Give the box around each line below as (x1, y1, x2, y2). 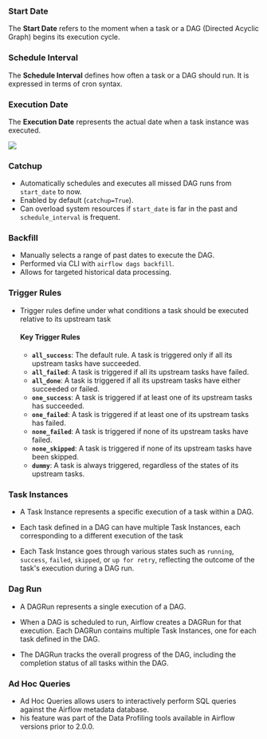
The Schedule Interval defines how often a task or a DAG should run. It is (8, 70, 249, 80)
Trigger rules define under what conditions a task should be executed (19, 305, 249, 315)
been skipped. (31, 451, 80, 461)
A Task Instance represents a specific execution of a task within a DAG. (19, 507, 254, 517)
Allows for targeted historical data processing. (19, 268, 172, 277)
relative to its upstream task (19, 314, 112, 324)
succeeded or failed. (31, 383, 100, 393)
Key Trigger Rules (19, 332, 81, 342)
